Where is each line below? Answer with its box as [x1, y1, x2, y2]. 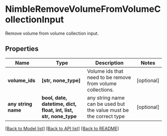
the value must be [86, 106, 129, 113]
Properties [5, 45, 39, 53]
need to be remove [86, 74, 131, 81]
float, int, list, [41, 106, 74, 113]
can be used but [86, 100, 125, 107]
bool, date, [41, 94, 68, 101]
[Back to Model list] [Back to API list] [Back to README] [5, 125, 119, 132]
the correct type [86, 113, 125, 120]
